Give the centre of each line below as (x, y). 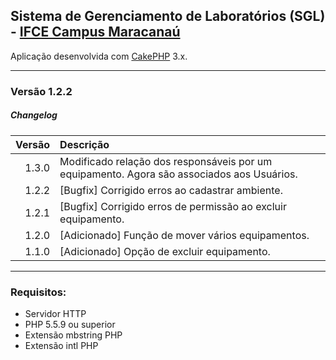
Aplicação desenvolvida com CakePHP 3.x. (99, 56)
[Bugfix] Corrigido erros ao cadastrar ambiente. (171, 190)
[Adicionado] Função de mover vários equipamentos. (184, 235)
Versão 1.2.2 (41, 91)
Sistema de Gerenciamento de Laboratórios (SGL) (168, 16)
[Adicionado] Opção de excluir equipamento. (165, 251)
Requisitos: (38, 292)
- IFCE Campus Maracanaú (95, 32)
